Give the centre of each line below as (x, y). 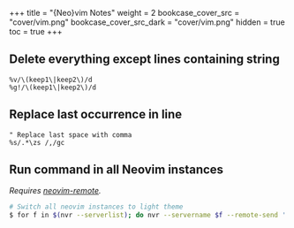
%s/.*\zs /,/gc (37, 142)
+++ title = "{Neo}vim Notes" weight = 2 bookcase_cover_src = (124, 13)
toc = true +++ (36, 31)
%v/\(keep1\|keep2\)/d (51, 80)
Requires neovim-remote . (55, 191)
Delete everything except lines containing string (144, 60)
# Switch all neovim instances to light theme (96, 207)
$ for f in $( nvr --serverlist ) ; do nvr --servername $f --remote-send (143, 216)
